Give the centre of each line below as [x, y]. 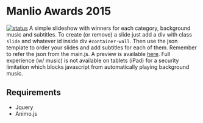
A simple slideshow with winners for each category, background [110, 28]
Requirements [34, 93]
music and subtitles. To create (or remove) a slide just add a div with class [99, 34]
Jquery [24, 107]
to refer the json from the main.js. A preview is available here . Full [88, 54]
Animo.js [26, 113]
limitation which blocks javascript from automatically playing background [98, 67]
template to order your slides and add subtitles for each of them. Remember [101, 47]
